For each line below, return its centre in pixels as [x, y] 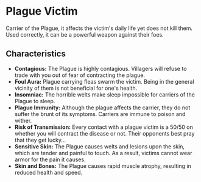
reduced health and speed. [48, 172]
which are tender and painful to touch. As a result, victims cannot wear [103, 153]
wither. [23, 120]
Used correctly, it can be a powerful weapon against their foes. [85, 34]
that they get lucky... [40, 140]
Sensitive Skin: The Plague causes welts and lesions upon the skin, [100, 146]
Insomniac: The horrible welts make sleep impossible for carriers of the [105, 94]
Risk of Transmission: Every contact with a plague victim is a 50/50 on [104, 127]
